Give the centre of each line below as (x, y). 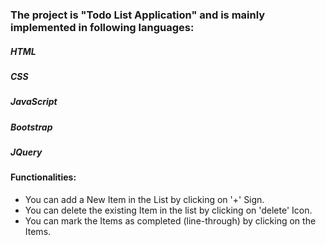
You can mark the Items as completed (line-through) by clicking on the (170, 221)
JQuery (26, 152)
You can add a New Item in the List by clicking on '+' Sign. (144, 199)
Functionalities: (43, 177)
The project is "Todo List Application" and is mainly (138, 15)
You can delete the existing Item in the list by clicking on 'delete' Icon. (168, 210)
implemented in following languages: (102, 27)
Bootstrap (31, 127)
